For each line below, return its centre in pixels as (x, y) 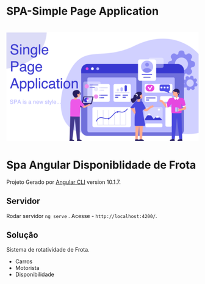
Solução (22, 235)
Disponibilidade (35, 275)
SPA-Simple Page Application (83, 11)
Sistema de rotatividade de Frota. (48, 250)
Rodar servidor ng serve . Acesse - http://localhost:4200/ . (82, 216)
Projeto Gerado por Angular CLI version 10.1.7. (63, 182)
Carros (24, 261)
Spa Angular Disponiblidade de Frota (101, 165)
